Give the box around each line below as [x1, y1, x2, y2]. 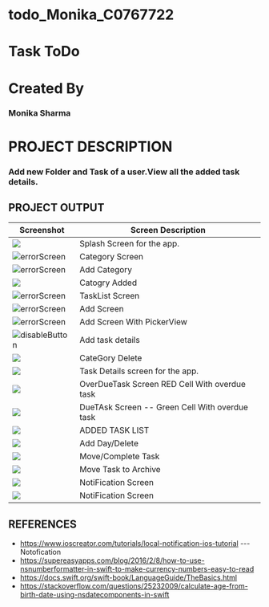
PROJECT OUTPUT [8, 201, 105, 214]
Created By [8, 79, 84, 97]
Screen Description [130, 225, 206, 236]
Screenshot [19, 225, 65, 236]
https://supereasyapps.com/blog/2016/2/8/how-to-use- [19, 556, 206, 565]
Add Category [79, 264, 132, 275]
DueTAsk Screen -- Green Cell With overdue [79, 401, 248, 413]
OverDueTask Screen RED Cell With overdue [79, 379, 247, 390]
